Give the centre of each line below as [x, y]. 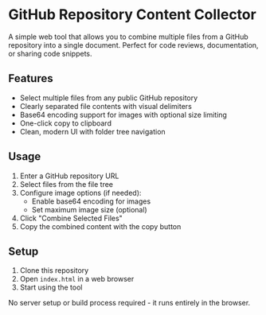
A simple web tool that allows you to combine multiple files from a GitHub [128, 37]
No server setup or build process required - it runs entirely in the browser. [129, 303]
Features [31, 78]
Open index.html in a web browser [77, 279]
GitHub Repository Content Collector [132, 15]
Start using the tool [51, 287]
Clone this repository [54, 270]
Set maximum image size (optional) [89, 209]
